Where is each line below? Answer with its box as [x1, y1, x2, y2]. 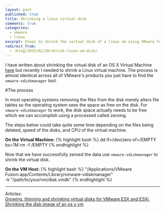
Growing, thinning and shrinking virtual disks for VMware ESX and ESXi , [5, 196, 150, 202]
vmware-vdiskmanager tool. [5, 77, 57, 84]
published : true [5, 12, 38, 17]
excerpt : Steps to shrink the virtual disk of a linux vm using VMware [5, 39, 155, 44]
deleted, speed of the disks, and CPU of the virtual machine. [5, 127, 127, 133]
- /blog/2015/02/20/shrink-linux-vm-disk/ [9, 48, 98, 53]
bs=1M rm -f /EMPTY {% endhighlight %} [5, 142, 89, 148]
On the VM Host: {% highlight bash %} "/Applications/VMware [5, 166, 132, 172]
